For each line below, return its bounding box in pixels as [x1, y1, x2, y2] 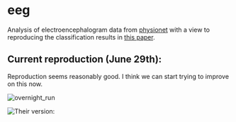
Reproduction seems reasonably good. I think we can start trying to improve [7, 72, 229, 80]
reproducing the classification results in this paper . [7, 32, 155, 41]
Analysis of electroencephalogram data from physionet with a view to [7, 25, 210, 34]
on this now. [7, 80, 43, 88]
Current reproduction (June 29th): [7, 54, 162, 66]
